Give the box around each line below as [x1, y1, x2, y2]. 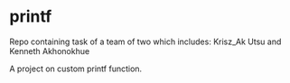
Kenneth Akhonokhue [9, 45, 90, 56]
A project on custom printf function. [9, 63, 143, 74]
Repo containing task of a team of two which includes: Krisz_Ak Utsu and [9, 36, 282, 47]
